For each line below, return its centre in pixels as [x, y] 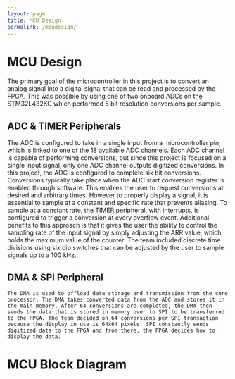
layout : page [26, 14]
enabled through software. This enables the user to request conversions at [115, 188]
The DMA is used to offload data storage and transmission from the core [118, 293]
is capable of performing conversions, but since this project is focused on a [117, 158]
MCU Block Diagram [67, 365]
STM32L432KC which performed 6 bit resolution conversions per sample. [114, 104]
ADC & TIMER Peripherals [64, 126]
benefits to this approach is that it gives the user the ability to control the [113, 225]
